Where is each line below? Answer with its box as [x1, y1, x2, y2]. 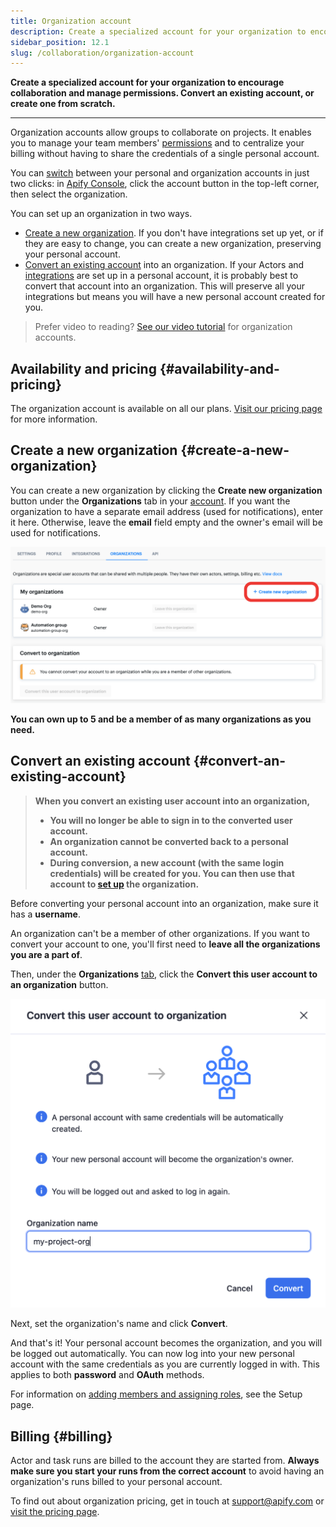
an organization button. [10, 978, 109, 990]
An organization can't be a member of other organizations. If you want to [10, 927, 310, 939]
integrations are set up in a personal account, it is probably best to [24, 270, 299, 282]
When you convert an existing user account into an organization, [34, 795, 311, 807]
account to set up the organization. [49, 878, 200, 890]
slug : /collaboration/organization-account [10, 48, 195, 58]
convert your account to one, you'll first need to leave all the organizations [10, 938, 321, 950]
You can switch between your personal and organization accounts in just [10, 167, 310, 179]
